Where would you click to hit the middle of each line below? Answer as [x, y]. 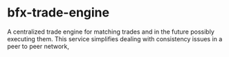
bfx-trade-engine [58, 13]
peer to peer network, [38, 46]
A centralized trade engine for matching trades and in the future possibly [111, 32]
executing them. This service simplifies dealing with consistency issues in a [115, 38]
